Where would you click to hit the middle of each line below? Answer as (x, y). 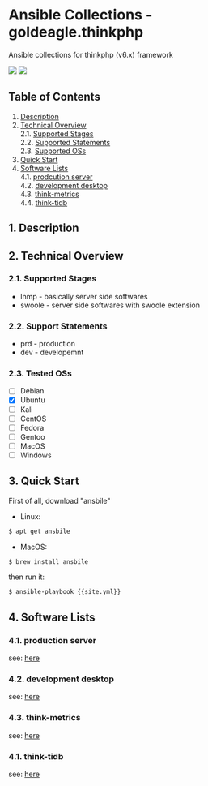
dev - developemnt (52, 352)
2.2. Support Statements (58, 326)
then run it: (26, 577)
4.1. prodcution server (56, 177)
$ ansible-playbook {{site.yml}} (65, 592)
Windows (36, 455)
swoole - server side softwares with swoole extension (110, 305)
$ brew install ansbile (49, 561)
